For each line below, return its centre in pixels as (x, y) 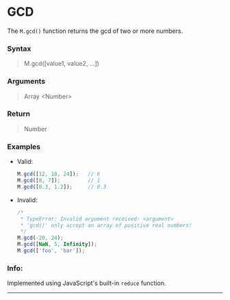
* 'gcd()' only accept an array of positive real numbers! (106, 225)
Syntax (19, 49)
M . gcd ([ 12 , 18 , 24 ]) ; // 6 (59, 174)
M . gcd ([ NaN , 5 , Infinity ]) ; (57, 245)
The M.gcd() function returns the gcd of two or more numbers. (95, 31)
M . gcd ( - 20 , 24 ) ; (40, 238)
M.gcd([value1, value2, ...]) (61, 64)
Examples (24, 147)
